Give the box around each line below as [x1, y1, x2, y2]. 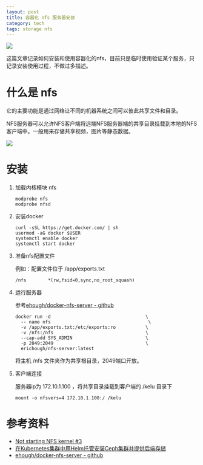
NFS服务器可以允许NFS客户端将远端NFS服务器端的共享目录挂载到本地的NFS [6, 120, 198, 128]
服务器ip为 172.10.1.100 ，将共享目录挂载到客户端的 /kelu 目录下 [15, 383, 173, 390]
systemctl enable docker [15, 235, 78, 242]
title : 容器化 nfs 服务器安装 [6, 15, 76, 21]
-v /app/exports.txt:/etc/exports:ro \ [21, 325, 148, 331]
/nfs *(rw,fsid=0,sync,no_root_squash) [15, 277, 135, 283]
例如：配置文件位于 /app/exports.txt [15, 265, 105, 272]
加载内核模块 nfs [15, 184, 57, 191]
